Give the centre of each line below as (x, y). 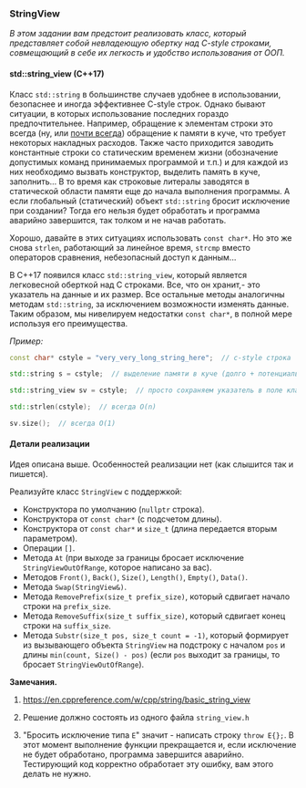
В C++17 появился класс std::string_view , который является (128, 275)
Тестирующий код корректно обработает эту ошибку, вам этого (148, 764)
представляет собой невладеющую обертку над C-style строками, (141, 43)
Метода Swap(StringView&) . (75, 587)
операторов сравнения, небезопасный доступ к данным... (123, 257)
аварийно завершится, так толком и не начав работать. (118, 220)
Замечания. (33, 682)
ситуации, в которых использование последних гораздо (119, 113)
